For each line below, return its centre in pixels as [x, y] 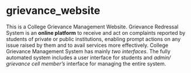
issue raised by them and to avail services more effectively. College [87, 45]
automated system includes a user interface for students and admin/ [88, 57]
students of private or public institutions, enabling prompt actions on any [93, 39]
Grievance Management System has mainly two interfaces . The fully [88, 51]
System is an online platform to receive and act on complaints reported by [96, 32]
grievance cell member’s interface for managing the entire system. [86, 63]
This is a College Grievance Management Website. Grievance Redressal [92, 27]
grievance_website [53, 11]
